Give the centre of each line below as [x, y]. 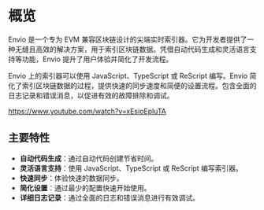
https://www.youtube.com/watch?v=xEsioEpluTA [87, 111]
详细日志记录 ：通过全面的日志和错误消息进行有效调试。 [109, 197]
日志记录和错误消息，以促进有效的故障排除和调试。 [91, 95]
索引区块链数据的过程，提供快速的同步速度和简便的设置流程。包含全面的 [139, 85]
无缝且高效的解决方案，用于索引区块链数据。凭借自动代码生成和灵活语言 [132, 49]
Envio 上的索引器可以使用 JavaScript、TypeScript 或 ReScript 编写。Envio [128, 76]
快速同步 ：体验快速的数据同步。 [71, 178]
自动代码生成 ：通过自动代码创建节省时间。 [89, 158]
